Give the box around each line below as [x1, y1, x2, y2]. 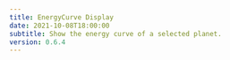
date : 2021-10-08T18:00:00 [9, 21, 110, 30]
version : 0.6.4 [9, 37, 66, 47]
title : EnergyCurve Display [9, 12, 115, 22]
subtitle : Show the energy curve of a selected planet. [9, 29, 222, 38]
